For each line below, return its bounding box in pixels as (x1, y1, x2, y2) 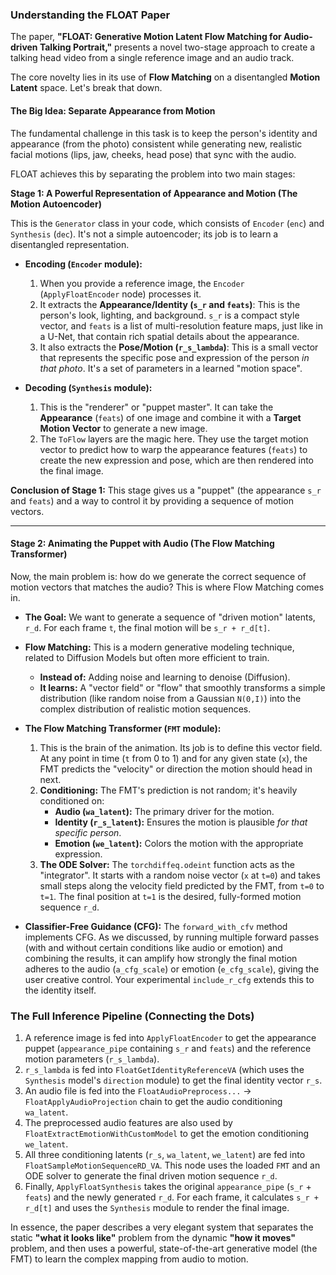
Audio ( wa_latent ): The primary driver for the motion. (54, 805, 275, 817)
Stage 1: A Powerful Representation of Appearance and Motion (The (10, 187, 298, 199)
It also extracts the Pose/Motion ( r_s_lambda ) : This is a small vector (39, 341, 319, 353)
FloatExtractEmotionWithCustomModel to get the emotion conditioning (24, 1128, 310, 1139)
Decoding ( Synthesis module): (24, 381, 153, 393)
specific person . (54, 826, 122, 838)
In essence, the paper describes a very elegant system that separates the (10, 1221, 314, 1233)
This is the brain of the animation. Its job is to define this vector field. (39, 741, 323, 753)
